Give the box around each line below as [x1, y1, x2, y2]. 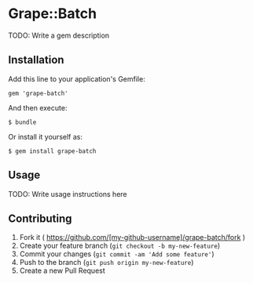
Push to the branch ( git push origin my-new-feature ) [19, 258, 194, 267]
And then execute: [8, 103, 68, 112]
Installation [8, 53, 64, 67]
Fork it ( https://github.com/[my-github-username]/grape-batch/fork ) [19, 233, 246, 242]
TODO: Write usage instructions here [8, 189, 127, 198]
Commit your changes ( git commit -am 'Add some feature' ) [19, 249, 214, 259]
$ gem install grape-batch [8, 147, 97, 155]
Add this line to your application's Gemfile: [8, 74, 145, 83]
